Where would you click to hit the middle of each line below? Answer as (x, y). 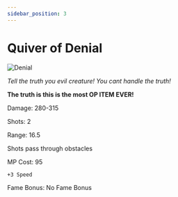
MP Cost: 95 (25, 161)
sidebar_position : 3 (37, 14)
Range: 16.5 (24, 135)
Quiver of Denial (55, 48)
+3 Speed (20, 175)
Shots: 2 (19, 121)
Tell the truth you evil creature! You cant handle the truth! (89, 81)
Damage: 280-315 (33, 108)
